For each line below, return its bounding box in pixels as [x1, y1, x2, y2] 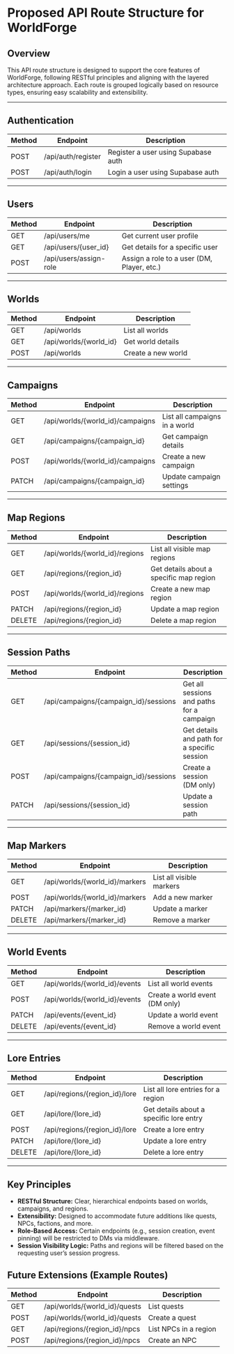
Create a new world [123, 348, 188, 358]
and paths [182, 696, 216, 706]
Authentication [7, 115, 75, 127]
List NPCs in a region [148, 1324, 217, 1334]
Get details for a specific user [121, 242, 218, 252]
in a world [162, 420, 195, 430]
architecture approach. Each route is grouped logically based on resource [7, 81, 219, 89]
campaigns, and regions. [17, 1204, 89, 1213]
